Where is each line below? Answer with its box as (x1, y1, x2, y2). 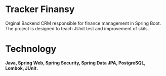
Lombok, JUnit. (5, 65, 38, 71)
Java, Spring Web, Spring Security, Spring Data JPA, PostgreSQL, (5, 59, 146, 66)
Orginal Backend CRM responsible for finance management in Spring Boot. (5, 20, 161, 26)
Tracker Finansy (5, 4, 75, 15)
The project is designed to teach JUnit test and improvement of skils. (5, 25, 149, 31)
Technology (5, 43, 57, 55)
